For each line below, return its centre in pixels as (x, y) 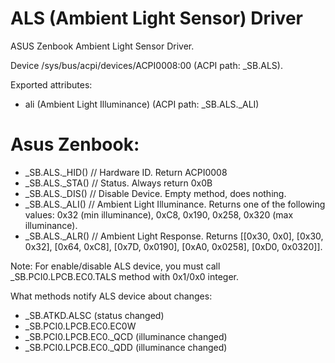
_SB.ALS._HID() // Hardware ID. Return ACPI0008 (126, 172)
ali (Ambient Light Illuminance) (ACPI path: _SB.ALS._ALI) (142, 104)
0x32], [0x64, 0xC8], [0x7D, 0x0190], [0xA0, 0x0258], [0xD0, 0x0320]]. (173, 246)
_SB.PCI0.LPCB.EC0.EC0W (80, 326)
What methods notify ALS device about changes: (111, 296)
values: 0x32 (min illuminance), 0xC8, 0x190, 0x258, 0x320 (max (159, 214)
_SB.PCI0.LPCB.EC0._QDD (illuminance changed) (126, 347)
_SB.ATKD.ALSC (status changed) (94, 315)
